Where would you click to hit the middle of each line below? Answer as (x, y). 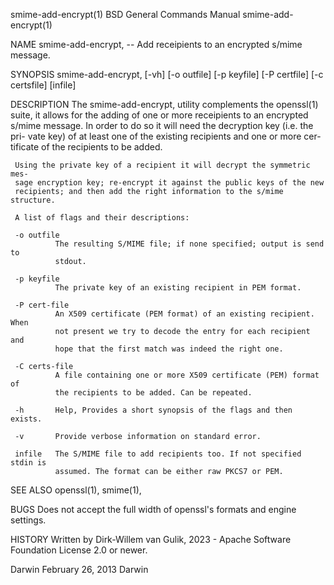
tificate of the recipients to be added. (86, 147)
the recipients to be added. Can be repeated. (153, 393)
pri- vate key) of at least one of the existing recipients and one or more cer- (166, 136)
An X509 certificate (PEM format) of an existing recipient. (184, 314)
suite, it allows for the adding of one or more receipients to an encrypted (159, 115)
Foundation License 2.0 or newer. (79, 550)
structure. (33, 200)
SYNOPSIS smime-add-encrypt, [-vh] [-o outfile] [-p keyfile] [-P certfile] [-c (167, 74)
